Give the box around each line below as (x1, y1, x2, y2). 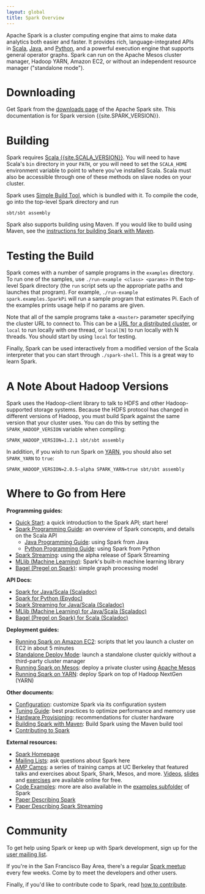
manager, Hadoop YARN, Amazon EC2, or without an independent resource (6, 58, 197, 65)
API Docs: (6, 576, 32, 584)
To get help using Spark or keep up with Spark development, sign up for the (6, 844, 198, 852)
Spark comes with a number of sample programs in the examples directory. (6, 269, 194, 276)
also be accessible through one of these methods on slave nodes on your (6, 173, 192, 181)
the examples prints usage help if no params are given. (6, 301, 145, 309)
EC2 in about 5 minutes (15, 644, 75, 652)
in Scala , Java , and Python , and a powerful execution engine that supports (6, 44, 194, 52)
